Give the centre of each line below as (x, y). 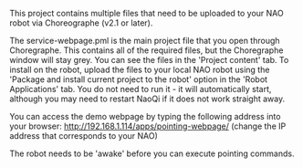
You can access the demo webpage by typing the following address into (145, 116)
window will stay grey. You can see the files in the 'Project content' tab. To (149, 60)
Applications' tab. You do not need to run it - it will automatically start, (141, 89)
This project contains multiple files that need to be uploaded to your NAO (147, 13)
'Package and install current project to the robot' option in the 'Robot (138, 79)
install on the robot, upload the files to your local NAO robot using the (140, 69)
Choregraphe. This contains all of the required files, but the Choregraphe (146, 50)
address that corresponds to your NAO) (84, 136)
